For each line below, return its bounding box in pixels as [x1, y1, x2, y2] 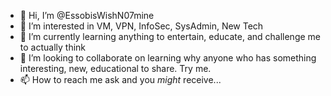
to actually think [19, 41, 87, 53]
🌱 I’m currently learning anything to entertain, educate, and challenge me [19, 31, 322, 42]
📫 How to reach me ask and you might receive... [19, 74, 222, 85]
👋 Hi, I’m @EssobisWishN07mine [19, 10, 155, 21]
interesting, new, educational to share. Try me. [19, 63, 212, 74]
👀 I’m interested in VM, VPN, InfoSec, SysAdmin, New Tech [19, 20, 264, 32]
